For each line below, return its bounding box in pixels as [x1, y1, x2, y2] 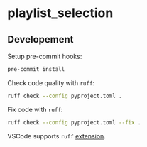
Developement [7, 33, 74, 45]
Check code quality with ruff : [7, 78, 94, 87]
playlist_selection [7, 5, 114, 21]
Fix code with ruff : [7, 105, 63, 114]
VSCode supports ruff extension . [7, 131, 107, 140]
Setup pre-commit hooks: [7, 52, 82, 60]
